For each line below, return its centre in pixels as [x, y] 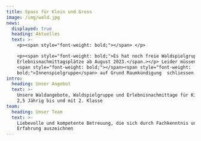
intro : [14, 79]
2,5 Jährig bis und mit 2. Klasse [60, 101]
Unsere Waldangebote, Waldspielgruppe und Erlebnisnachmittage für [103, 95]
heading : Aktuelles [36, 34]
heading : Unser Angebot [41, 84]
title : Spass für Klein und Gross [49, 12]
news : [13, 23]
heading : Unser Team [37, 112]
